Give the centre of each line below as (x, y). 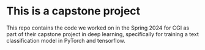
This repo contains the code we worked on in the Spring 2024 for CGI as (98, 28)
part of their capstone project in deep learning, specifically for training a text (102, 34)
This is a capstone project (73, 11)
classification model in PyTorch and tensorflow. (66, 40)
